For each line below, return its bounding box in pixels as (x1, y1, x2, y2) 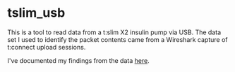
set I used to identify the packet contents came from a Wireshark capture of (7, 35, 228, 43)
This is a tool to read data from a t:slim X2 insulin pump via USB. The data (7, 28, 221, 36)
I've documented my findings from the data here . (7, 56, 150, 64)
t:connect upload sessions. (7, 43, 86, 51)
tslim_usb (7, 5, 66, 21)
